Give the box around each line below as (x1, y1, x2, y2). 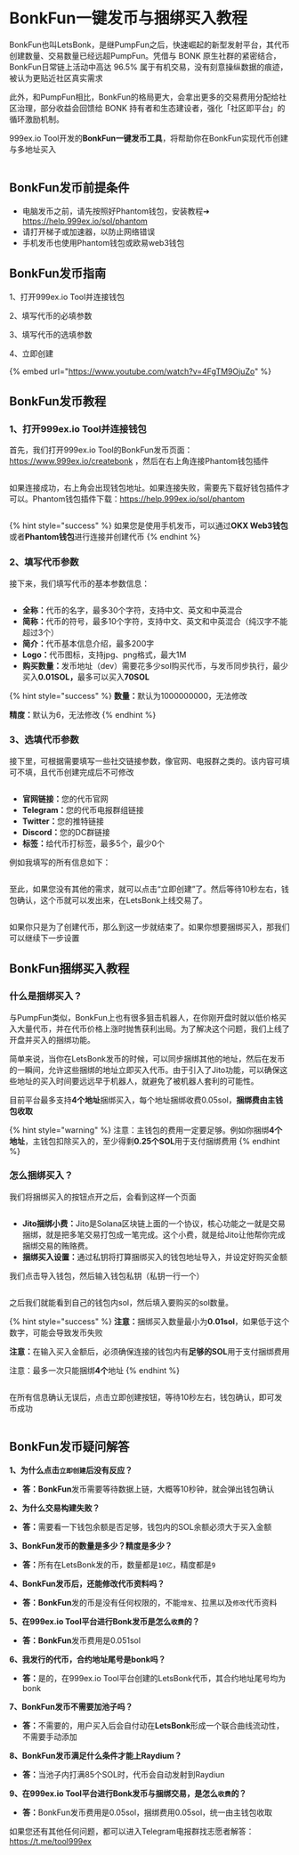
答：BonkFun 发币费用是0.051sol (21, 1635, 141, 1646)
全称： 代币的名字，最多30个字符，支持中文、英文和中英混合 (21, 605, 243, 615)
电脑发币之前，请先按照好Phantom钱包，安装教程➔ (21, 206, 210, 216)
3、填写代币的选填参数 (9, 329, 93, 339)
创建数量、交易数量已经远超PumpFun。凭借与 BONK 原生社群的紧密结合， (9, 50, 282, 61)
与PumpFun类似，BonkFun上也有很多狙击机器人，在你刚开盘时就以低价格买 (9, 1012, 287, 1022)
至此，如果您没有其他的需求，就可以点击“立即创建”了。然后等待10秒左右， (9, 883, 282, 894)
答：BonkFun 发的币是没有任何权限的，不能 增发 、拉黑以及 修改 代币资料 (21, 1597, 278, 1607)
